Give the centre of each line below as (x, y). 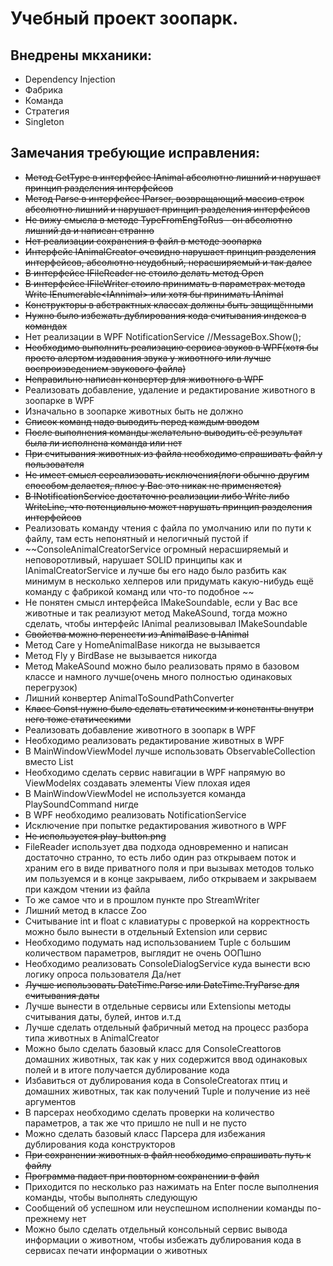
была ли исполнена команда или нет (103, 443)
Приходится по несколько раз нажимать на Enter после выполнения (171, 1186)
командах (46, 326)
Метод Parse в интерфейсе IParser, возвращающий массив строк (164, 198)
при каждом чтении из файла (87, 889)
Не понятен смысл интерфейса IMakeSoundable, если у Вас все (161, 602)
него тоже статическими (78, 719)
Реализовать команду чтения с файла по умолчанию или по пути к (168, 528)
